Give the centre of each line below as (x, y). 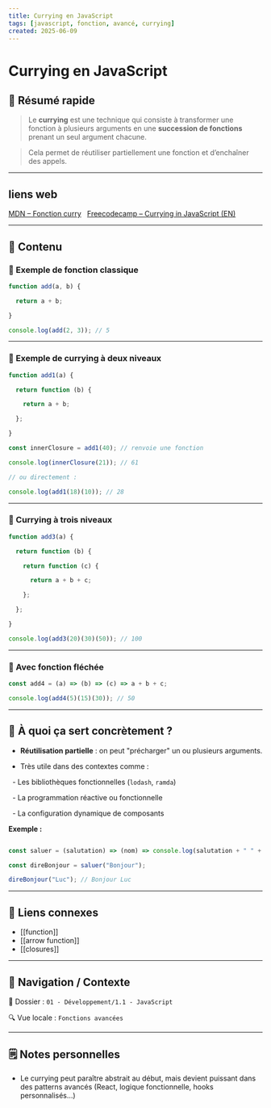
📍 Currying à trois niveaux (60, 520)
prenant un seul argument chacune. (87, 137)
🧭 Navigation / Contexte (69, 982)
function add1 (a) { (41, 375)
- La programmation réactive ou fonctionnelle (87, 797)
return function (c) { (61, 566)
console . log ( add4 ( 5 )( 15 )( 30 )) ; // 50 (72, 699)
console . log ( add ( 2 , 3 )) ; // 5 (59, 330)
